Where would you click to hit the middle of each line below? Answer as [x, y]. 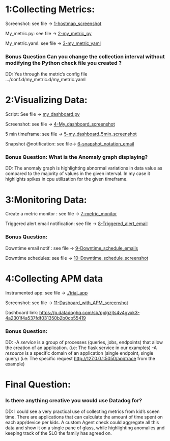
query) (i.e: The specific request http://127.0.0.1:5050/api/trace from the [80, 358]
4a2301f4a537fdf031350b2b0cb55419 [46, 318]
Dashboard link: [22, 312]
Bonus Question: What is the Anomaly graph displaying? [77, 157]
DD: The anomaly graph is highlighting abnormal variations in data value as [84, 168]
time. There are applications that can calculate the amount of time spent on [84, 417]
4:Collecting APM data [54, 278]
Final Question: [38, 385]
